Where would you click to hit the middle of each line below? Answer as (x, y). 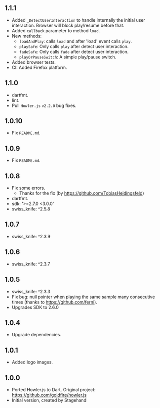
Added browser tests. (34, 62)
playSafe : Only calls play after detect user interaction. (74, 46)
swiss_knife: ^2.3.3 (31, 291)
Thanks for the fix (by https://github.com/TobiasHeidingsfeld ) (81, 193)
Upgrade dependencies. (36, 335)
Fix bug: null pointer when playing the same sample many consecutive (83, 297)
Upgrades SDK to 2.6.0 (35, 307)
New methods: (27, 36)
